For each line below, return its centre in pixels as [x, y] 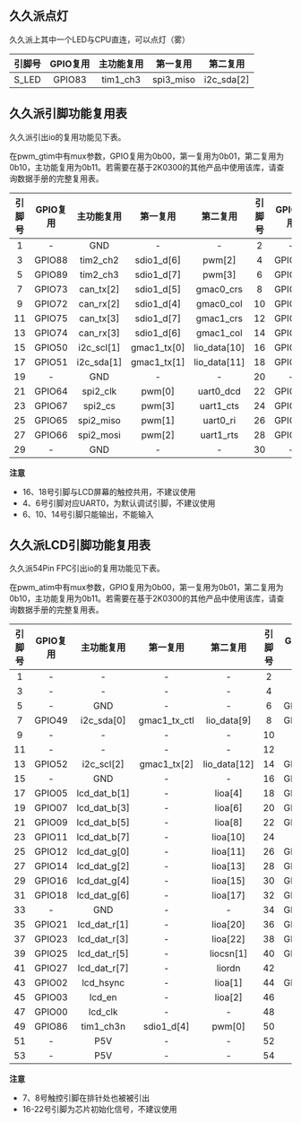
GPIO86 [52, 1027]
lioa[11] [229, 852]
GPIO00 [52, 1012]
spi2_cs [99, 405]
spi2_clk [99, 391]
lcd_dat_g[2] [103, 866]
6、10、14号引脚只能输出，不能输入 [88, 514]
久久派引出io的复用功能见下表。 [68, 136]
